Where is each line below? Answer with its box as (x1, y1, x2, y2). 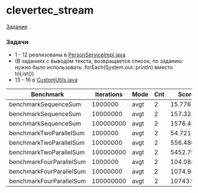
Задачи (6, 38, 29, 46)
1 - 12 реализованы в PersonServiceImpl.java (14, 51, 126, 58)
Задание (6, 23, 28, 30)
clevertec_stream (6, 4, 94, 17)
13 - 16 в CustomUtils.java (14, 76, 78, 83)
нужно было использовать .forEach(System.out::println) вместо (14, 64, 173, 71)
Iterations (95, 90, 123, 99)
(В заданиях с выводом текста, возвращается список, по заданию (14, 57, 183, 65)
